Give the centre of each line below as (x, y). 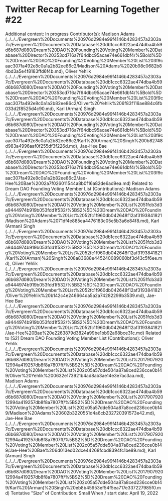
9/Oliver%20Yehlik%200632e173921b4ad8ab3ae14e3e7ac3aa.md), (75, 375)
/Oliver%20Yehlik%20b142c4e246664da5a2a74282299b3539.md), (75, 295)
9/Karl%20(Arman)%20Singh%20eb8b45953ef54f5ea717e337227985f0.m (83, 487)
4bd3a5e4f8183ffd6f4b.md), (35, 71)
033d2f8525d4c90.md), (30, 109)
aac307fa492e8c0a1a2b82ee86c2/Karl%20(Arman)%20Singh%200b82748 (84, 140)
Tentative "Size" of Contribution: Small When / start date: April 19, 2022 (85, 493)
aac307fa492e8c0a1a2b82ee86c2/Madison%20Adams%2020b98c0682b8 (83, 66)
